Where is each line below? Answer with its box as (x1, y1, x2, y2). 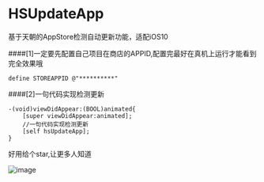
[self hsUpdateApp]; (22, 127, 90, 135)
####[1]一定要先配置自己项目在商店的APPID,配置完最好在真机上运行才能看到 (8, 48, 257, 58)
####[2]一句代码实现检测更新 (8, 89, 105, 99)
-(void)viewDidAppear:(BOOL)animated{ (8, 104, 136, 113)
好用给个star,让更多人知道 (8, 149, 92, 158)
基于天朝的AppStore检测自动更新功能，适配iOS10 (8, 32, 168, 41)
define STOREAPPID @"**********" (8, 74, 119, 82)
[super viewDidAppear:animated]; (22, 112, 133, 119)
